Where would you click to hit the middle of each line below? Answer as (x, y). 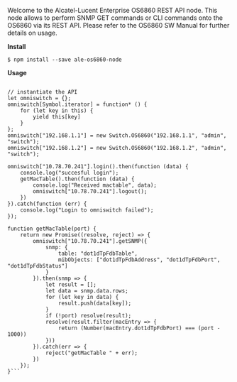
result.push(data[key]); (95, 303)
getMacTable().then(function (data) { (77, 179)
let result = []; (71, 285)
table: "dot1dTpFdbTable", (98, 253)
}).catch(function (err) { (47, 204)
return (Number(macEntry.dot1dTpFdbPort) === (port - (139, 328)
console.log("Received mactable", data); (95, 185)
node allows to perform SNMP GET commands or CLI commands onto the (115, 18)
